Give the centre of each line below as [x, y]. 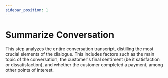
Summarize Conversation [60, 34]
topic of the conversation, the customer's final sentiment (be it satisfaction [83, 59]
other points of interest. [30, 70]
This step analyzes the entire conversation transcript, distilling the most [79, 49]
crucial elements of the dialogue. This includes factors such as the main [80, 54]
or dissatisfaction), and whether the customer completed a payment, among [84, 65]
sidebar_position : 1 [27, 10]
